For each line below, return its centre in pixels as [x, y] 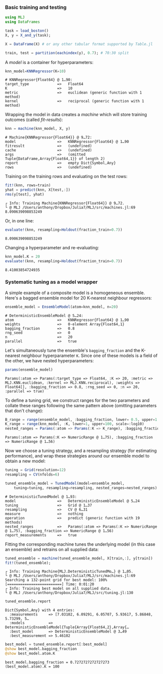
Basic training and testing [36, 7]
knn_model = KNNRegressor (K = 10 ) [36, 71]
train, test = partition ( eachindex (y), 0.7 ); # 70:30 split [67, 53]
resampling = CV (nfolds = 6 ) [32, 475]
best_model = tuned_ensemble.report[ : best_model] [56, 644]
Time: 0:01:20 [80, 584]
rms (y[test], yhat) [25, 195]
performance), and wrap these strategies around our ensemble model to [77, 456]
